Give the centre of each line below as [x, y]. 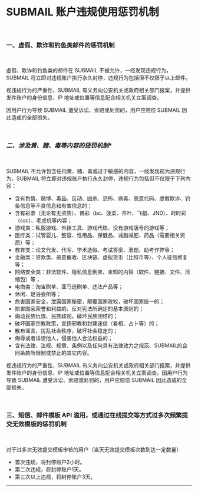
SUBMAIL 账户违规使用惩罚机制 [82, 12]
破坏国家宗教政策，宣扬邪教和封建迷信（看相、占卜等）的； [87, 323]
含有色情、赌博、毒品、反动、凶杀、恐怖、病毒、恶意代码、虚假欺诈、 [100, 198]
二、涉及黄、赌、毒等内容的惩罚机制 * [59, 146]
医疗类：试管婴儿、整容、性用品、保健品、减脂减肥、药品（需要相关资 [100, 235]
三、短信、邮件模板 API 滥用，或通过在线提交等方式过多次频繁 [94, 415]
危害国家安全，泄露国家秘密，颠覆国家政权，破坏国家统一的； [90, 301]
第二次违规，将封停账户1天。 [49, 469]
